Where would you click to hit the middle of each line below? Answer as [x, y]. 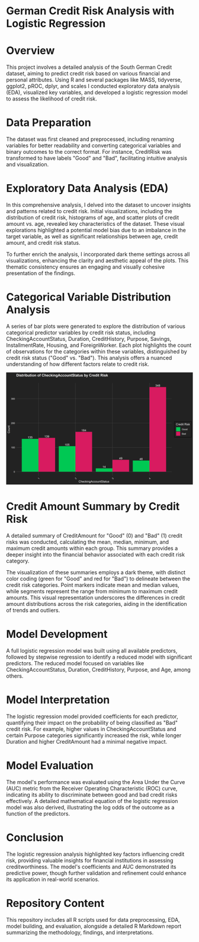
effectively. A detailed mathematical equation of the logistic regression [92, 801]
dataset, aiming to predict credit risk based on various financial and [88, 74]
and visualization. [28, 165]
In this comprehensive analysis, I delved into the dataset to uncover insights [99, 205]
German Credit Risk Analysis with [90, 11]
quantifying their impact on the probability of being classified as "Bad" [92, 722]
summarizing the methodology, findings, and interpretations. [80, 932]
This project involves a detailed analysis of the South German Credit [89, 67]
